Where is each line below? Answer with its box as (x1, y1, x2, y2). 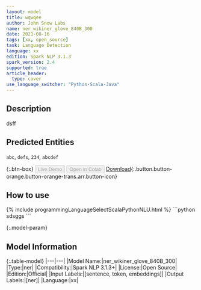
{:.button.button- (131, 165, 173, 172)
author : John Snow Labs (6, 20, 66, 26)
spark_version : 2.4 (6, 59, 55, 65)
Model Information (6, 241, 78, 251)
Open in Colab (69, 166, 102, 172)
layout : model (6, 8, 42, 15)
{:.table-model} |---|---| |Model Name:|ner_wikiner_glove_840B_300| (6, 258, 178, 265)
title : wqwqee (6, 14, 42, 20)
